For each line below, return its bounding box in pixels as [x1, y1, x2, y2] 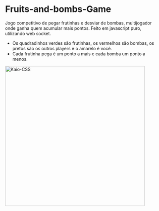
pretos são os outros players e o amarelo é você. [12, 45, 112, 51]
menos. [12, 56, 28, 62]
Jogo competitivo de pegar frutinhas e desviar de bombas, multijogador [5, 20, 152, 26]
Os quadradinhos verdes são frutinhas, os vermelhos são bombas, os [12, 40, 155, 46]
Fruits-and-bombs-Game [5, 3, 111, 15]
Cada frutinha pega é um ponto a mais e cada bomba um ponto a [12, 51, 146, 57]
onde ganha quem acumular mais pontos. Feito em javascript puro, [5, 25, 142, 31]
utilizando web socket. [5, 30, 51, 36]
